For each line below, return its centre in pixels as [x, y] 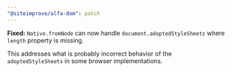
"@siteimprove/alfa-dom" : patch [54, 13]
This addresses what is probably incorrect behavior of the [90, 53]
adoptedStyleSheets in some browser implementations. [85, 61]
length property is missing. [46, 40]
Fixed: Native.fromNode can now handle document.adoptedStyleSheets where [116, 33]
